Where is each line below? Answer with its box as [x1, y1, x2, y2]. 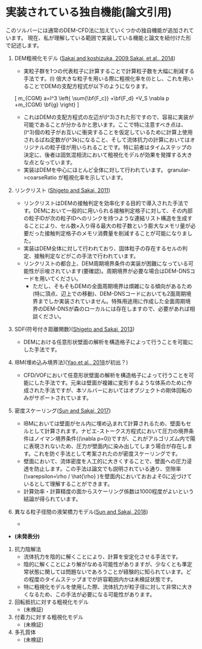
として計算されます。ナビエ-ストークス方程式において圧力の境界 [28, 427, 189, 435]
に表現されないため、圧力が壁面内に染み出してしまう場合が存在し [23, 442, 188, 450]
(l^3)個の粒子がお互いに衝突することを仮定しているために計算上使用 [23, 128, 194, 136]
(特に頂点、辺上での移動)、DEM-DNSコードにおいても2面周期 [32, 290, 186, 297]
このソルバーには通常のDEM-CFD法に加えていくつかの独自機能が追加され [5, 27, 189, 34]
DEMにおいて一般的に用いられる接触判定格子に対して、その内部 [33, 206, 193, 214]
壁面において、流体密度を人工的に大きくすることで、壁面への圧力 [23, 457, 187, 465]
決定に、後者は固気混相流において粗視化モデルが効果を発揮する [23, 151, 182, 158]
